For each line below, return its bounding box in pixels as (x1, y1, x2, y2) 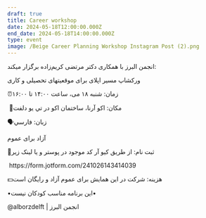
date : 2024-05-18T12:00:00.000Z (7, 23, 102, 30)
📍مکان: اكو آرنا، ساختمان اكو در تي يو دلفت (8, 103, 122, 112)
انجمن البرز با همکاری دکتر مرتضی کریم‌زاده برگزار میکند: (7, 63, 157, 70)
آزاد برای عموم (7, 134, 46, 142)
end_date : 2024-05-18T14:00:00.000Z (7, 30, 115, 37)
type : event (7, 37, 42, 44)
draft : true (7, 10, 42, 18)
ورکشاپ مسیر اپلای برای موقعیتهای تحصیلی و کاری (7, 76, 141, 84)
